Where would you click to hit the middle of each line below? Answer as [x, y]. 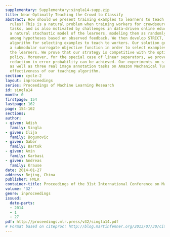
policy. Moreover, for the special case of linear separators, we [81, 57]
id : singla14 [19, 90]
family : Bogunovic [29, 137]
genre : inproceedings [28, 193]
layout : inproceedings [29, 81]
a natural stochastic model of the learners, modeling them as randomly [88, 33]
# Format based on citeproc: [36, 227]
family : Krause [26, 165]
